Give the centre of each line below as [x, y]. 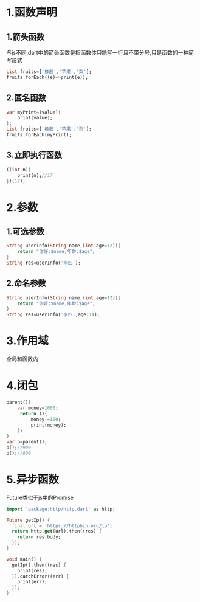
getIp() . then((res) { [39, 565]
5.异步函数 [33, 479]
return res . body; [39, 537]
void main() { [24, 559]
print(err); [32, 582]
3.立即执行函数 [34, 155]
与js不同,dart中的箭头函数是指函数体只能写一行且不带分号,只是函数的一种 [98, 53]
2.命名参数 [26, 283]
